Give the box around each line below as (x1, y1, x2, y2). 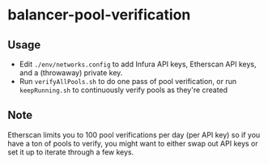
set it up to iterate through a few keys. (7, 147, 134, 157)
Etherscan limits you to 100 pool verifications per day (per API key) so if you (7, 129, 261, 139)
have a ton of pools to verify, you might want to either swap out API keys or (7, 138, 258, 148)
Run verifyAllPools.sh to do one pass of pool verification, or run (19, 77, 237, 86)
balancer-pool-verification (7, 6, 191, 24)
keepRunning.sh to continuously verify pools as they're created (19, 85, 228, 95)
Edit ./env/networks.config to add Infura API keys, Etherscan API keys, (19, 59, 257, 69)
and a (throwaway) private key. (19, 68, 123, 78)
